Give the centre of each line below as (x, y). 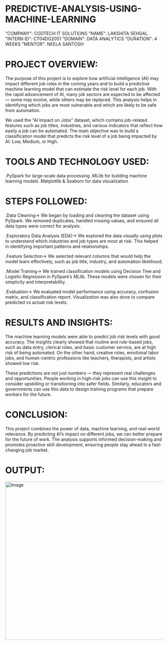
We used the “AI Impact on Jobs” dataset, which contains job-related (76, 120)
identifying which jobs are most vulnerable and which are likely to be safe (81, 105)
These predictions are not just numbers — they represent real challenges (80, 373)
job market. (37, 450)
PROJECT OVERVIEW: (52, 65)
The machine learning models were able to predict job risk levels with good (82, 336)
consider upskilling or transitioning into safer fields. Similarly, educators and (83, 384)
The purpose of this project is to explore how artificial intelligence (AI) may (82, 78)
